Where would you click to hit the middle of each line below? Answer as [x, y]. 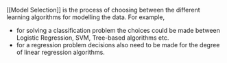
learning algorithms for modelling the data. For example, [86, 17]
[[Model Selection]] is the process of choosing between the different [103, 10]
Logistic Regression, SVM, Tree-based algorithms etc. [93, 38]
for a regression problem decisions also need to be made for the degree [118, 45]
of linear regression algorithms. [61, 52]
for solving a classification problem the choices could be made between [118, 30]
